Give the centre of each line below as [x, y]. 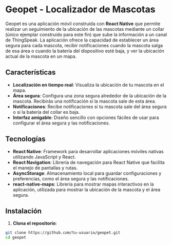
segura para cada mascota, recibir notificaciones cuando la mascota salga [84, 45]
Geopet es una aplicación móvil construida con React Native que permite [83, 24]
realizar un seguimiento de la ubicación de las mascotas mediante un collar [85, 29]
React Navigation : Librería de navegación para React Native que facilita [89, 162]
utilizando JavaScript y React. [44, 157]
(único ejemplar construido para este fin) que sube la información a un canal [86, 34]
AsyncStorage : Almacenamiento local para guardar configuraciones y [87, 173]
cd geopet [16, 238]
